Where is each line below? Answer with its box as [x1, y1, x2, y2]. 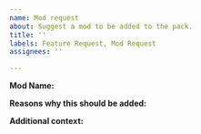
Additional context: [9, 116, 84, 127]
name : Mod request [9, 13, 79, 23]
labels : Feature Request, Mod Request [9, 38, 156, 48]
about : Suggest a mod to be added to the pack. [9, 22, 194, 31]
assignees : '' [9, 47, 64, 57]
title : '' [9, 30, 47, 39]
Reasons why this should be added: [9, 98, 147, 109]
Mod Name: [9, 80, 55, 91]
